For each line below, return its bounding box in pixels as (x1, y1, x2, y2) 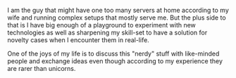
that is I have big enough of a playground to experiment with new (7, 21, 196, 29)
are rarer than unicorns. (7, 65, 76, 72)
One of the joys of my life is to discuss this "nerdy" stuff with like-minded (7, 49, 220, 58)
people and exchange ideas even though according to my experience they (7, 57, 223, 65)
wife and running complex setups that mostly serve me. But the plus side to (7, 13, 227, 22)
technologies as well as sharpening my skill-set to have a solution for (7, 28, 208, 37)
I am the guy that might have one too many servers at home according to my (7, 6, 229, 14)
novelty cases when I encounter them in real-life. (7, 36, 149, 44)
